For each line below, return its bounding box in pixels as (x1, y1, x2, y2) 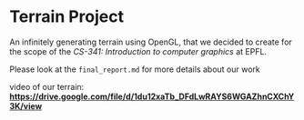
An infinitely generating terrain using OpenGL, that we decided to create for (9, 36, 293, 47)
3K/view (9, 100, 43, 111)
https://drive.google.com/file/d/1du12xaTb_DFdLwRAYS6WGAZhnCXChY (9, 91, 295, 102)
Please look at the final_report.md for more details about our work (9, 64, 261, 75)
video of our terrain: (9, 81, 85, 92)
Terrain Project (9, 6, 125, 27)
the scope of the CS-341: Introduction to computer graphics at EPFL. (9, 45, 267, 56)
